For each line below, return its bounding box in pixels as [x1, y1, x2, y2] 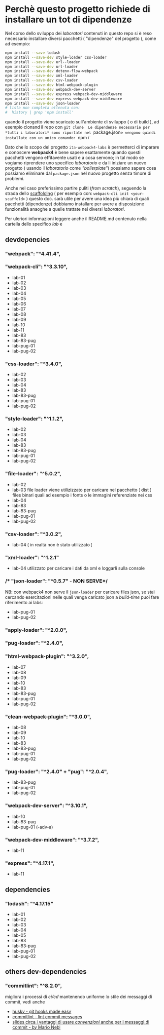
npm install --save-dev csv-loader [5, 78, 78, 83]
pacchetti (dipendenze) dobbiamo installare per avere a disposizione [5, 201, 144, 207]
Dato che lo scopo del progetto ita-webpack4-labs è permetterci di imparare [5, 144, 160, 150]
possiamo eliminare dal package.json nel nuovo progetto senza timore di [5, 170, 152, 176]
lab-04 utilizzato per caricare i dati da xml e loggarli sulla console [12, 565, 145, 571]
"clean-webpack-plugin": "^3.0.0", [5, 713, 92, 720]
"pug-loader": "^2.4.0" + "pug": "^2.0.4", [5, 768, 108, 775]
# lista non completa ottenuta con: [5, 105, 80, 111]
